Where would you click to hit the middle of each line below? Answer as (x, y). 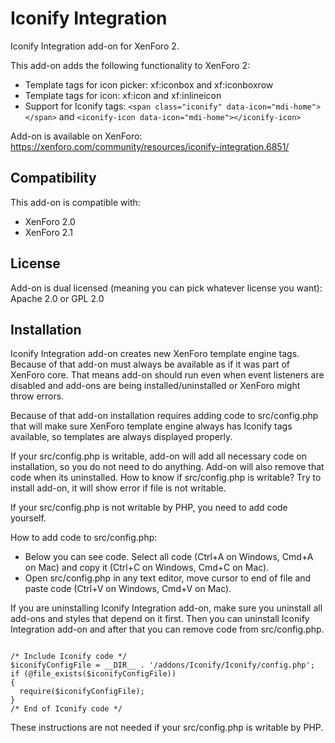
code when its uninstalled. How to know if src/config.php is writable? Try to (166, 478)
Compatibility (53, 178)
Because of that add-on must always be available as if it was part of (150, 364)
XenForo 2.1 (48, 232)
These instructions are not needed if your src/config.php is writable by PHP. (167, 728)
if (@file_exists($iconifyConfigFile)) (93, 674)
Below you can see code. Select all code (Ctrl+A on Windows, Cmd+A (169, 557)
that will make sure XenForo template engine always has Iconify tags (151, 426)
